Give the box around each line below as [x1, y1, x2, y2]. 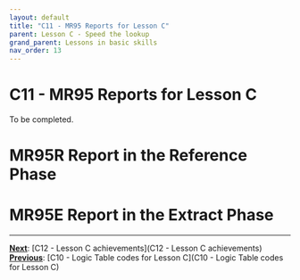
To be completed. [9, 114, 74, 125]
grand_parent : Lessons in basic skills [9, 37, 158, 47]
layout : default [9, 12, 70, 22]
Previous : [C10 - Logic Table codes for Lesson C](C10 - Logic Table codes [9, 252, 284, 263]
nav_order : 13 [9, 46, 62, 55]
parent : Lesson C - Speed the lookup [9, 29, 150, 38]
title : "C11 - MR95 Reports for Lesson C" [9, 21, 170, 30]
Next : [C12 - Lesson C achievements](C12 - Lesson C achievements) [9, 243, 262, 254]
